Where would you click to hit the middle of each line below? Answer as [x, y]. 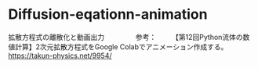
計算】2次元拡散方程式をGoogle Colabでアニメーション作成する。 [120, 47]
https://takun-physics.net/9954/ [60, 55]
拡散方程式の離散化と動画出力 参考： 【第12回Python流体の [125, 37]
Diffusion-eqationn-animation [108, 14]
